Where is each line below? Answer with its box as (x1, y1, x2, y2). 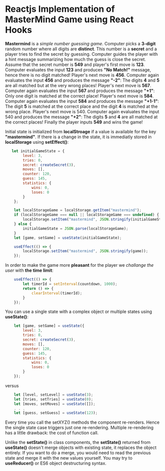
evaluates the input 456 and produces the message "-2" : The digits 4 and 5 (5, 77, 160, 83)
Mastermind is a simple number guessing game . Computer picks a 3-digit (5, 40, 156, 46)
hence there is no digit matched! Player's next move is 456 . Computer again (5, 72, 159, 78)
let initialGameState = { (11, 149, 65, 154)
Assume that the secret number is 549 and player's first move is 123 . (5, 62, 145, 67)
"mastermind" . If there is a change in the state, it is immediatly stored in (5, 134, 152, 140)
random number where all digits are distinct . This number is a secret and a (5, 46, 157, 52)
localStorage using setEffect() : (5, 139, 69, 145)
